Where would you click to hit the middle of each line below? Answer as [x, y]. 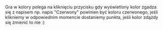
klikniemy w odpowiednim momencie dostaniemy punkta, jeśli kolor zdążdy [82, 17]
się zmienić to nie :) [25, 22]
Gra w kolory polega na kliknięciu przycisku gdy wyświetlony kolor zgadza [81, 7]
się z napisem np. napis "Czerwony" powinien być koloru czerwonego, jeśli [81, 12]
